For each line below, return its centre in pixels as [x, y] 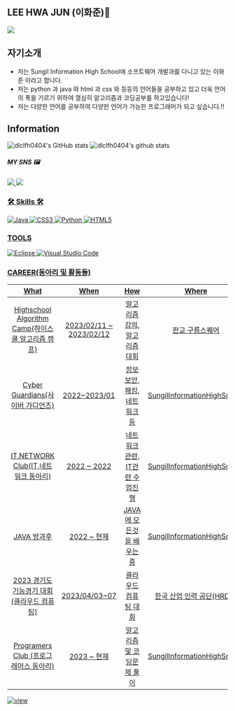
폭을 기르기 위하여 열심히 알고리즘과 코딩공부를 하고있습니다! [107, 97]
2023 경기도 [33, 581]
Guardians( [30, 395]
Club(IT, [26, 466]
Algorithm [33, 318]
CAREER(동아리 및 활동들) [49, 272]
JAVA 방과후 [33, 537]
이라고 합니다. [44, 80]
